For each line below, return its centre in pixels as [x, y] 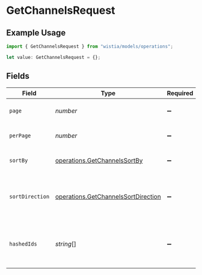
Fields [18, 76]
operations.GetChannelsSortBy [99, 160]
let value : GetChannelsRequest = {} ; [54, 57]
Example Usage [36, 33]
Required [180, 93]
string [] [66, 244]
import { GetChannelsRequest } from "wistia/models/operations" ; [90, 46]
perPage [20, 135]
